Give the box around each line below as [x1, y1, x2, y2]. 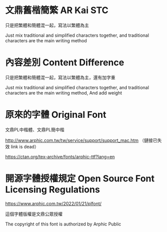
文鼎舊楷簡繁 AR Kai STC [5, 5, 109, 16]
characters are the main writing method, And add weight [5, 90, 122, 96]
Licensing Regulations [5, 184, 100, 195]
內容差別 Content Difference [5, 57, 124, 68]
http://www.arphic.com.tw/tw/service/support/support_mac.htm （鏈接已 [5, 137, 157, 143]
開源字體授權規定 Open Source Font [5, 173, 155, 184]
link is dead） [11, 143, 39, 149]
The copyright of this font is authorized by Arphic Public [5, 221, 122, 227]
